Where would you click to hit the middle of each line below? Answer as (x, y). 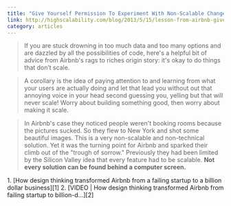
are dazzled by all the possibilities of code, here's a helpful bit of (115, 53)
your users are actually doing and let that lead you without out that (118, 88)
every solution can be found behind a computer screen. (105, 167)
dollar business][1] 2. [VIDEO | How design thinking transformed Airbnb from (115, 188)
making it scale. (46, 110)
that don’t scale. (47, 68)
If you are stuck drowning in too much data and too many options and (122, 46)
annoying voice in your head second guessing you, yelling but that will (123, 95)
